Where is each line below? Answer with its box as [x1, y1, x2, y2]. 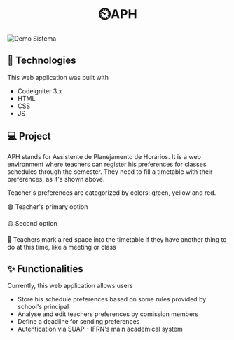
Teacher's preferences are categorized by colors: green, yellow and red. [7, 188, 216, 197]
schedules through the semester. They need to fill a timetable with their [7, 167, 213, 176]
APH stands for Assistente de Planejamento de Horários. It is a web [7, 152, 202, 161]
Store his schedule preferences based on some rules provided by [17, 295, 207, 304]
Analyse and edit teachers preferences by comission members [17, 310, 199, 318]
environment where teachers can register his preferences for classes [7, 160, 207, 168]
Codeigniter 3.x [17, 86, 62, 95]
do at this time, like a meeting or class [7, 243, 117, 251]
